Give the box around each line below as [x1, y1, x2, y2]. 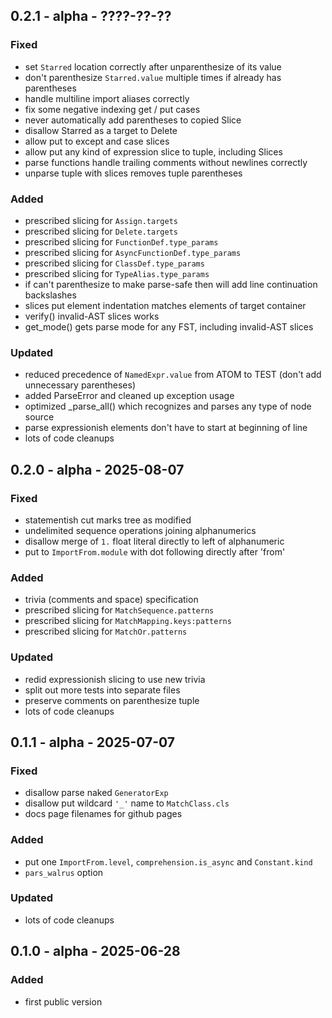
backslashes [24, 289, 77, 301]
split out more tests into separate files [24, 684, 181, 696]
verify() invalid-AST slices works [24, 310, 160, 322]
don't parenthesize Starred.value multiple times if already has [24, 71, 282, 83]
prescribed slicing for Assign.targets [24, 214, 178, 226]
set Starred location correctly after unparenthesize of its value [24, 60, 282, 73]
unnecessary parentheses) [24, 379, 136, 391]
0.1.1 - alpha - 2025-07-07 [10, 734, 176, 751]
